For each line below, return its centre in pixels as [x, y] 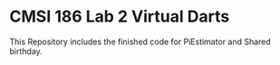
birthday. [26, 51]
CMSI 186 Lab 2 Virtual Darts [120, 17]
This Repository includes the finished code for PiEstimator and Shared [140, 42]
